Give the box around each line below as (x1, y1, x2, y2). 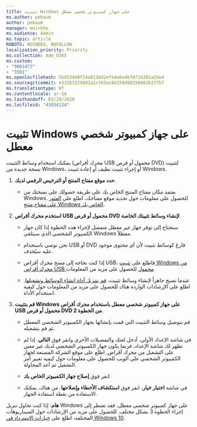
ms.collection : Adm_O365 (6, 52, 67, 58)
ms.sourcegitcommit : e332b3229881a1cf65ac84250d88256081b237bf (6, 80, 165, 86)
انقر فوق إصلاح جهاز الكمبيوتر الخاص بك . (23, 373, 111, 380)
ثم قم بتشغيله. (23, 325, 55, 332)
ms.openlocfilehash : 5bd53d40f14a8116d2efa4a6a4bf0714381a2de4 (6, 74, 165, 80)
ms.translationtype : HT (6, 86, 65, 91)
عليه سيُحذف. (23, 248, 54, 255)
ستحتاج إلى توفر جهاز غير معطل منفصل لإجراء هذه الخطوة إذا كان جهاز (23, 224, 178, 231)
